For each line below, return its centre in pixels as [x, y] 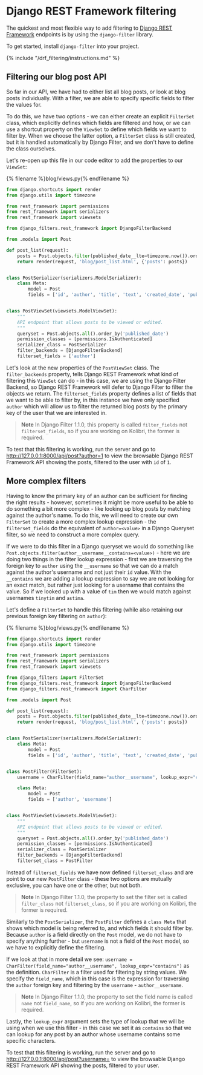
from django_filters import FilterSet [55, 678]
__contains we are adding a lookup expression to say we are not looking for [100, 578]
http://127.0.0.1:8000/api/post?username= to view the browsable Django [96, 1059]
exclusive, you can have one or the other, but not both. [74, 885]
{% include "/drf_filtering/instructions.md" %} [63, 58]
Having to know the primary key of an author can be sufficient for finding [97, 496]
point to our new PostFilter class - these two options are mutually [89, 878]
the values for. [24, 104]
